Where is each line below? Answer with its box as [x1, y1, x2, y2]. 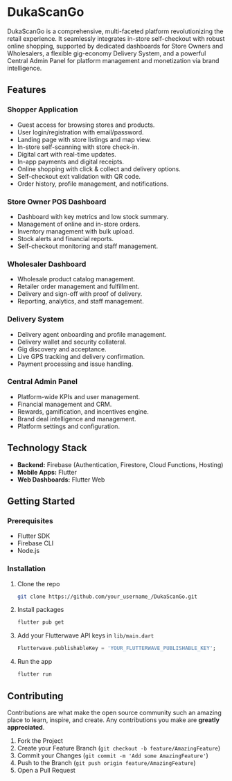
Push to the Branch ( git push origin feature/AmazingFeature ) [17, 758, 196, 766]
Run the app [17, 658, 53, 666]
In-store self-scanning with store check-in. [17, 143, 140, 151]
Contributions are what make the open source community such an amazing [7, 708, 222, 717]
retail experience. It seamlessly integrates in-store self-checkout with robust [7, 34, 225, 42]
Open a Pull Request [17, 766, 76, 774]
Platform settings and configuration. [17, 422, 120, 430]
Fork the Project [17, 736, 64, 745]
